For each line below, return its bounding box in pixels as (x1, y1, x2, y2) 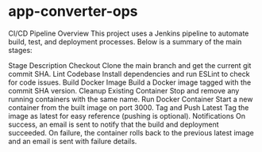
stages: (8, 45, 33, 55)
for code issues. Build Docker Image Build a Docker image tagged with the (8, 78, 252, 87)
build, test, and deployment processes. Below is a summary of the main (8, 36, 242, 46)
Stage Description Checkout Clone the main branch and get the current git (8, 60, 252, 70)
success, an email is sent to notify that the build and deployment (8, 120, 220, 129)
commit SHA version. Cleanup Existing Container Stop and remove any (8, 85, 240, 95)
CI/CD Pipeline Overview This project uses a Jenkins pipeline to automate (8, 28, 249, 38)
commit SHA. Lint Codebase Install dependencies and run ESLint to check (8, 69, 250, 78)
